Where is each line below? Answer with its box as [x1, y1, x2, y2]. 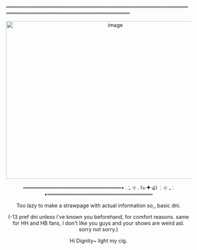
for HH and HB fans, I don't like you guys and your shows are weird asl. [12, 219, 185, 227]
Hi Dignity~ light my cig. [69, 237, 128, 244]
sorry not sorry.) [79, 226, 118, 232]
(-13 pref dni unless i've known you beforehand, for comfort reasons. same [8, 214, 189, 220]
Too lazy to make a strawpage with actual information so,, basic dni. [16, 202, 181, 209]
